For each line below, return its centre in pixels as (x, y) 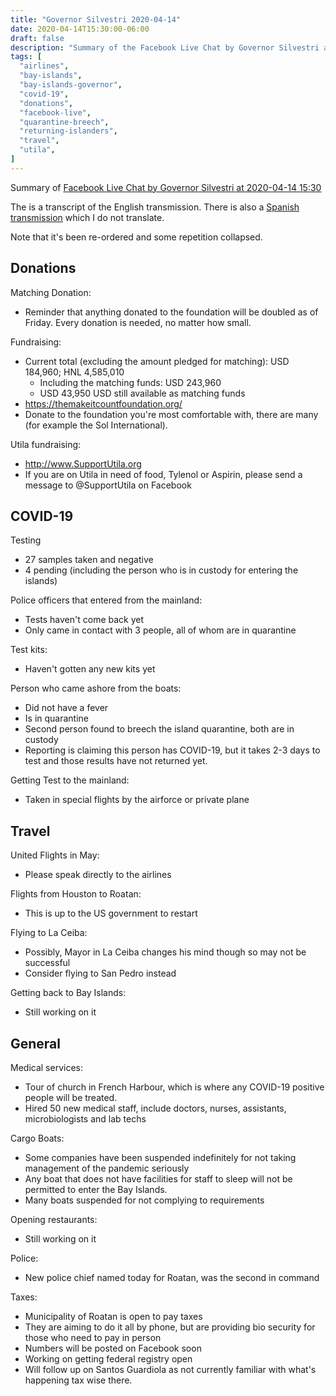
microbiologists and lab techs (85, 1119)
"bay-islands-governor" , (71, 85)
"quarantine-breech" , (64, 122)
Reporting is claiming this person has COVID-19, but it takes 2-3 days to (172, 750)
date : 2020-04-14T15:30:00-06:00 (80, 29)
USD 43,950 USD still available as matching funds (142, 393)
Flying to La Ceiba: (49, 933)
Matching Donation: (51, 292)
